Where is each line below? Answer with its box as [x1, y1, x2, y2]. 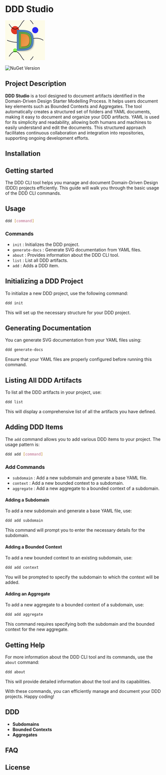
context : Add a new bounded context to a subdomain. [12, 480, 124, 486]
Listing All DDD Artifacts [5, 376, 82, 384]
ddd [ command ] [5, 218, 35, 223]
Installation [5, 149, 41, 158]
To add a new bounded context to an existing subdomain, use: [5, 555, 133, 561]
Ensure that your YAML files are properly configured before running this [5, 356, 152, 362]
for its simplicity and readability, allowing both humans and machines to [5, 119, 152, 125]
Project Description [5, 80, 67, 88]
